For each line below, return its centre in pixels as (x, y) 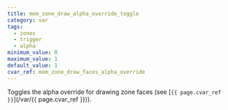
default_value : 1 (33, 65)
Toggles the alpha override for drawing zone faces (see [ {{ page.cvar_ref (114, 92)
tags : (15, 26)
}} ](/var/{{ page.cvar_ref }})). (50, 99)
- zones (25, 33)
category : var (28, 20)
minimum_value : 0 (33, 53)
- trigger (28, 40)
